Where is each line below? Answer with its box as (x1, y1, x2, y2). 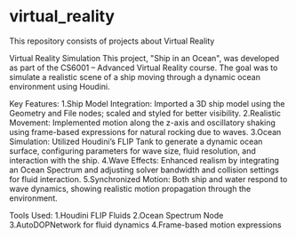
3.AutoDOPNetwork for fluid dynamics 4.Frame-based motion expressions (9, 219, 282, 230)
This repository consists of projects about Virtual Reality (9, 36, 215, 46)
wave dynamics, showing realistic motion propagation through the (9, 183, 252, 194)
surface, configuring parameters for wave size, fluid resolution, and (9, 145, 256, 156)
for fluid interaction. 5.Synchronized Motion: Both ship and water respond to (9, 173, 288, 184)
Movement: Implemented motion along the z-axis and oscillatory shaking (9, 117, 276, 128)
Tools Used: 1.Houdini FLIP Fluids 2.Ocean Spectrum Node (9, 210, 224, 220)
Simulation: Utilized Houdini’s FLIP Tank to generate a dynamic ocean (9, 136, 263, 147)
